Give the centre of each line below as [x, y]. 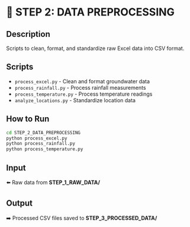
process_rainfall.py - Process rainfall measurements [80, 87]
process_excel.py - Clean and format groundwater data [82, 81]
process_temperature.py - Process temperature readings [83, 94]
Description [28, 34]
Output [19, 204]
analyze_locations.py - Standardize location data [75, 100]
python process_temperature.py [45, 149]
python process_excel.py [37, 138]
